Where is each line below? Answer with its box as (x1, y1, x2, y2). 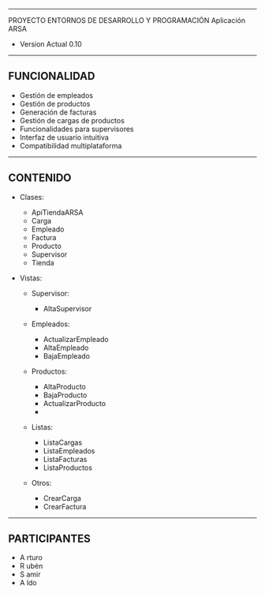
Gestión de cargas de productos (19, 115, 125, 125)
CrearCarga (43, 493, 81, 502)
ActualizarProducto (43, 398, 106, 408)
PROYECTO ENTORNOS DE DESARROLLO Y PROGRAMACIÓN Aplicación (8, 16, 246, 24)
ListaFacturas (43, 454, 88, 464)
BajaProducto (43, 390, 88, 400)
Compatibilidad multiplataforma (19, 141, 122, 150)
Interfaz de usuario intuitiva (19, 132, 109, 142)
